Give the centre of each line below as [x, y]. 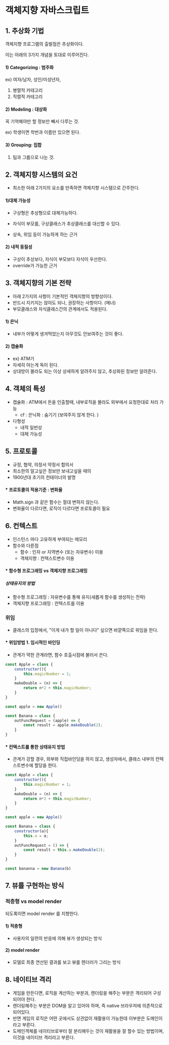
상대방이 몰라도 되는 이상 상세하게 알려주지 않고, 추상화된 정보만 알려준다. [85, 371]
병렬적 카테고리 [28, 90]
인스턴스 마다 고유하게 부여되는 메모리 [50, 539]
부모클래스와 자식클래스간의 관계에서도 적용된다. [60, 309]
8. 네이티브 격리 [28, 980]
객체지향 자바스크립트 [47, 10]
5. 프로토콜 [22, 451]
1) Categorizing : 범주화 [30, 67]
